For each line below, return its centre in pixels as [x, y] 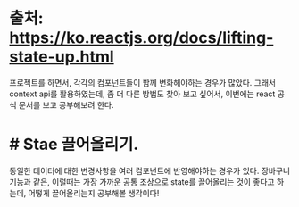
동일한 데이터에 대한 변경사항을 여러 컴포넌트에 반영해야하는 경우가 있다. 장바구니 [150, 170]
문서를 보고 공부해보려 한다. [66, 104]
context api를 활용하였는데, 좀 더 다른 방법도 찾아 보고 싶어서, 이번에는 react [142, 94]
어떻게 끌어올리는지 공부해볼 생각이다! [94, 193]
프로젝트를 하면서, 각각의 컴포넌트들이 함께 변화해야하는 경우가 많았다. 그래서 [143, 82]
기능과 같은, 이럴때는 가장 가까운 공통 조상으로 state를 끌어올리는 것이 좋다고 [142, 182]
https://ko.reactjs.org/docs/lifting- [141, 38]
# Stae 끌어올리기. [74, 145]
